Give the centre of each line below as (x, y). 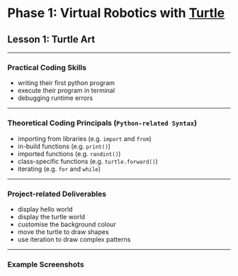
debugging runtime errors (55, 98)
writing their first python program (66, 83)
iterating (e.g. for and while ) (59, 169)
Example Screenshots (46, 264)
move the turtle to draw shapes (63, 231)
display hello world (45, 209)
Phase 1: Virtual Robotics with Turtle (116, 13)
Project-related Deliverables (57, 194)
